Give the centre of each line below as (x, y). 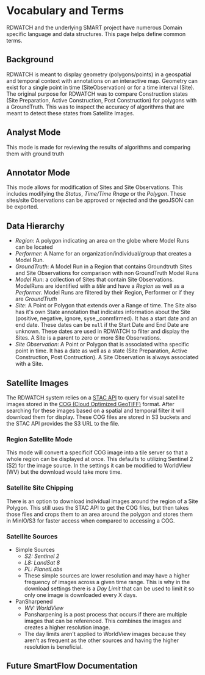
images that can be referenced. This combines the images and (103, 621)
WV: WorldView (44, 608)
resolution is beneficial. (53, 646)
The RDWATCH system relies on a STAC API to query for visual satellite (95, 398)
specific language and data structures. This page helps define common (96, 34)
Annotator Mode (38, 172)
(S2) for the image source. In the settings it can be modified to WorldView (99, 466)
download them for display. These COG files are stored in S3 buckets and (99, 417)
